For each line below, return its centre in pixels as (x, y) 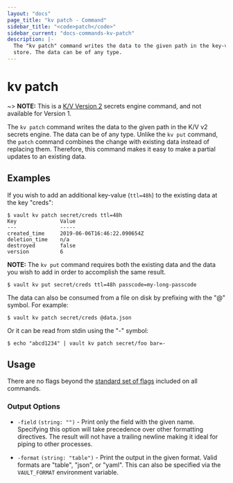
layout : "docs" (29, 14)
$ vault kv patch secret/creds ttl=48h (65, 215)
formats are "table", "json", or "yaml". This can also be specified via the (119, 465)
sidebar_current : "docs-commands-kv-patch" (71, 33)
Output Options (34, 407)
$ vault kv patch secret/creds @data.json (69, 318)
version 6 (35, 252)
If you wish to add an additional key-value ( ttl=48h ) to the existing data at (112, 195)
